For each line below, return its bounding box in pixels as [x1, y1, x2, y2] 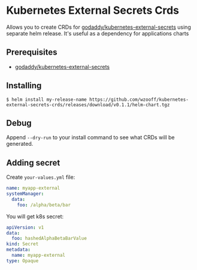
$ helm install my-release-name [6, 97, 87, 103]
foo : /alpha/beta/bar [17, 202, 71, 208]
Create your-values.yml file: [6, 173, 75, 181]
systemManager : [6, 191, 44, 197]
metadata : [6, 247, 31, 253]
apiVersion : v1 [6, 224, 44, 230]
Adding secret [6, 157, 60, 168]
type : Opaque [6, 257, 39, 264]
